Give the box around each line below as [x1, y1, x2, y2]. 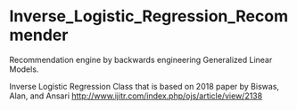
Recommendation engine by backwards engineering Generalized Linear [9, 54, 273, 65]
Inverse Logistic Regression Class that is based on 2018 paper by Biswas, [9, 81, 279, 91]
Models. [9, 64, 39, 75]
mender [9, 25, 69, 45]
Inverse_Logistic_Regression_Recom [9, 6, 288, 27]
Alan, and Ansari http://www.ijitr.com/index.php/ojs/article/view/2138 [9, 90, 263, 101]
